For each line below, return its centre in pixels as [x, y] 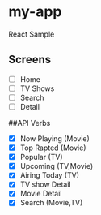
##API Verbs [29, 123]
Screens [29, 60]
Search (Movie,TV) [51, 203]
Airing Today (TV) [49, 175]
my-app [35, 12]
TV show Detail [45, 184]
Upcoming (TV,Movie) [57, 166]
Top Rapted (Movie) [53, 148]
